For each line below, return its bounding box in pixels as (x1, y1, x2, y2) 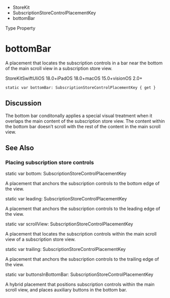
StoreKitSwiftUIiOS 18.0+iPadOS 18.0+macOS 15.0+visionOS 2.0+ (5, 75, 143, 81)
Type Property (5, 25, 36, 31)
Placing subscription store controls (5, 159, 94, 166)
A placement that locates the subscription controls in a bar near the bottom (5, 60, 163, 66)
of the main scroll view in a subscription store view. (5, 65, 113, 71)
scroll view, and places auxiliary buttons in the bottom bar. (5, 287, 127, 293)
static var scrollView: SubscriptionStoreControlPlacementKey (5, 221, 133, 227)
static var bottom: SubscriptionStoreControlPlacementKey (5, 171, 127, 177)
